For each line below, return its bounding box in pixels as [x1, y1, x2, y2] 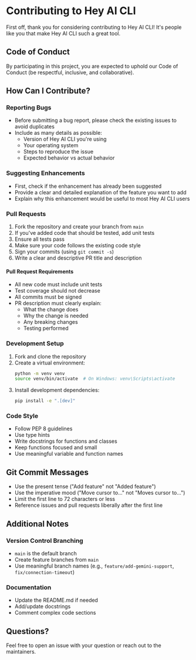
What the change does [23, 306, 79, 313]
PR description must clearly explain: [14, 300, 102, 307]
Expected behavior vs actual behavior [23, 154, 115, 161]
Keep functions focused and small [14, 444, 97, 451]
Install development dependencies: [14, 387, 100, 394]
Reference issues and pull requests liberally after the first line [14, 502, 163, 509]
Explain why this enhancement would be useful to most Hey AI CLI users [14, 195, 190, 202]
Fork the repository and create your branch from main [14, 223, 144, 230]
